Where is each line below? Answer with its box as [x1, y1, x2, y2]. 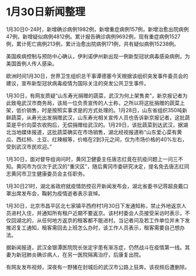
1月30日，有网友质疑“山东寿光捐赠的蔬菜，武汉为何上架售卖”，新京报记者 [6, 92, 183, 99]
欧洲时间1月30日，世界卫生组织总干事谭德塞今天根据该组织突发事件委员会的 [6, 72, 188, 79]
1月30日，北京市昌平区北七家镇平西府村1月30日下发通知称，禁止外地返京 [6, 202, 182, 209]
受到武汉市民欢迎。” [6, 143, 52, 150]
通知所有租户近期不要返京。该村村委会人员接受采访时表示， [41, 209, 185, 216]
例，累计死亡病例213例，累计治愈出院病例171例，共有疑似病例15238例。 [6, 40, 180, 47]
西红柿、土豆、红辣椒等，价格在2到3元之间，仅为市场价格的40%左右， [16, 135, 188, 143]
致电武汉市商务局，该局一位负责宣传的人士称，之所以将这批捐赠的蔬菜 [10, 99, 180, 106]
